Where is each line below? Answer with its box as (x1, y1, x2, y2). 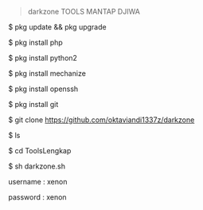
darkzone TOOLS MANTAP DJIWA (27, 7, 141, 16)
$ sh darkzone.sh (8, 161, 66, 171)
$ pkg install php (8, 38, 64, 47)
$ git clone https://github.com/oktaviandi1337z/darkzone (8, 115, 195, 125)
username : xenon (8, 177, 68, 186)
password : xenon (8, 192, 67, 202)
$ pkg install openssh (8, 84, 79, 93)
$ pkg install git (8, 100, 59, 109)
